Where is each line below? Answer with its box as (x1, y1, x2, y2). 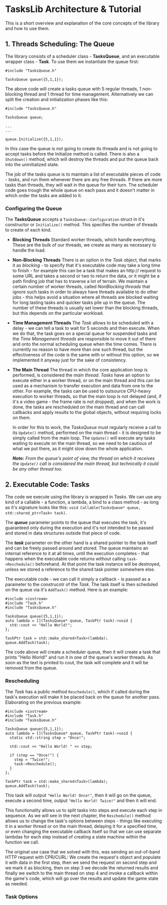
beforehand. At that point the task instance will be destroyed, (35, 561, 161, 567)
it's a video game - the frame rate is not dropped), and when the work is (12, 399, 161, 405)
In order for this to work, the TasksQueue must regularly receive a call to (12, 424, 162, 430)
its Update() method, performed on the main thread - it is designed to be (12, 429, 161, 436)
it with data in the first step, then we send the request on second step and (5, 859, 157, 865)
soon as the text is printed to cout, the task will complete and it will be (5, 659, 149, 665)
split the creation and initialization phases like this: (5, 96, 108, 102)
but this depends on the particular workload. (12, 310, 104, 316)
